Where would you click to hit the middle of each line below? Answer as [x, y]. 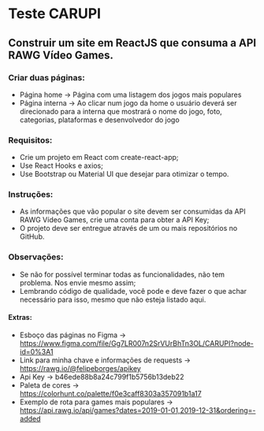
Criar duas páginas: [46, 77]
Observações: [36, 257]
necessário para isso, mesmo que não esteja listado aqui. [113, 299]
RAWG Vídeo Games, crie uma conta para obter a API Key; [114, 220]
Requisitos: [30, 140]
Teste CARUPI [54, 14]
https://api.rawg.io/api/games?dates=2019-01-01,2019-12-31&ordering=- [138, 410]
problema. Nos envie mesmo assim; [78, 282]
